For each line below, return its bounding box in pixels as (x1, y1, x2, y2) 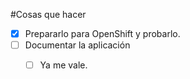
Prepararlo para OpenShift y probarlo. (24, 28, 181, 39)
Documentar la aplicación (24, 39, 131, 51)
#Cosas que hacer (10, 9, 87, 20)
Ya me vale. (39, 59, 88, 71)
